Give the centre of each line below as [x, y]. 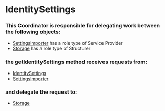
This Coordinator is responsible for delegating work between [83, 26]
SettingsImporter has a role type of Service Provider [68, 43]
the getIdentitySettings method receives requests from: [76, 62]
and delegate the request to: [41, 92]
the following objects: [33, 32]
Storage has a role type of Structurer [51, 49]
